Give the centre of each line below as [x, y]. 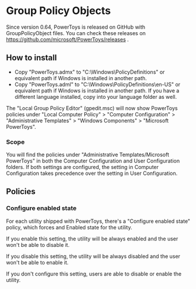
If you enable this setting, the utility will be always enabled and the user [92, 239]
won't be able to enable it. [37, 262]
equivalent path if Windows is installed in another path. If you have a [97, 90]
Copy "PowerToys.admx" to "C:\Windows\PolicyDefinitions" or [90, 72]
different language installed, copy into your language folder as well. [96, 97]
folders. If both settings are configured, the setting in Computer [82, 167]
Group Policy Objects [59, 11]
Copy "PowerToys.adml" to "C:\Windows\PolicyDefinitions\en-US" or [97, 84]
